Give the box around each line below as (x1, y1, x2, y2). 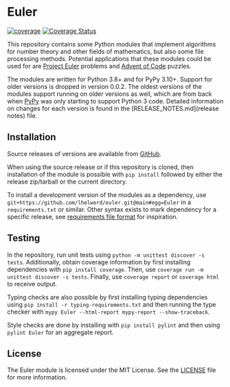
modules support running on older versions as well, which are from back (7, 90, 212, 98)
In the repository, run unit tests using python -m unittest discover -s (7, 251, 205, 259)
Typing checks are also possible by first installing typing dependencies (7, 292, 208, 301)
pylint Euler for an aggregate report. (7, 328, 114, 336)
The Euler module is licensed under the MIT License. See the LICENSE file (7, 366, 216, 374)
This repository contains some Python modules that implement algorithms (7, 40, 216, 48)
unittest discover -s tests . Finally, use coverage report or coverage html (7, 272, 220, 281)
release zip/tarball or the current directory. (7, 177, 128, 186)
